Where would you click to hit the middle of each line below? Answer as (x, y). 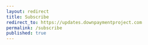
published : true (26, 33)
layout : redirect (28, 11)
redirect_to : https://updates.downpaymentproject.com (74, 22)
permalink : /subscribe (34, 28)
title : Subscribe (28, 17)
